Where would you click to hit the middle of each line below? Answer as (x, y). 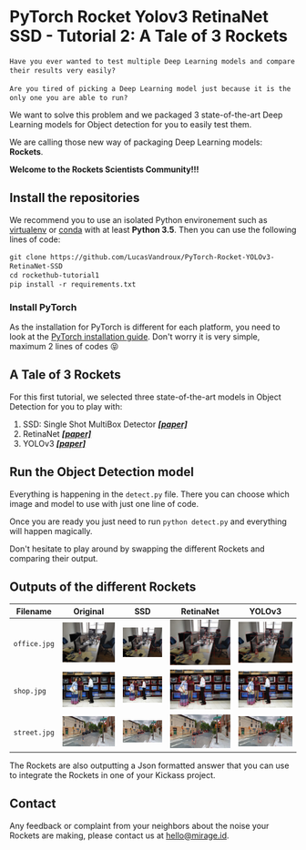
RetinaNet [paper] (57, 433)
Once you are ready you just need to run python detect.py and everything (148, 521)
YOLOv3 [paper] (54, 443)
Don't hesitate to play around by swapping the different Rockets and (138, 549)
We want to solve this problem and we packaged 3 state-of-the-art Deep (146, 115)
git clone (28, 257)
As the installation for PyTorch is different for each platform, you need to (145, 327)
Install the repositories (75, 198)
